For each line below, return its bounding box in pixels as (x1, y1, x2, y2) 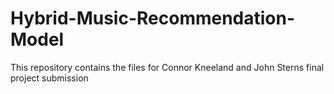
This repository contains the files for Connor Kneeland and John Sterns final (10, 61, 325, 73)
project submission (10, 72, 89, 84)
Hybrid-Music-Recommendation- (10, 7, 296, 30)
